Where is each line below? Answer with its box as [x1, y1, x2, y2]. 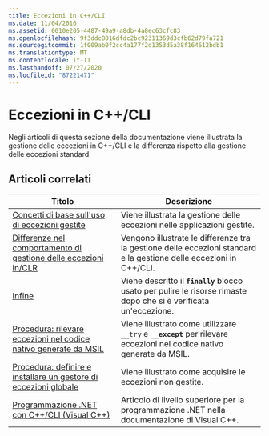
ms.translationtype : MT [8, 49, 88, 57]
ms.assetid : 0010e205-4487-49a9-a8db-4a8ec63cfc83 [8, 26, 181, 34]
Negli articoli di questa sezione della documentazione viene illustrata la [8, 132, 243, 142]
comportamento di [12, 242, 82, 254]
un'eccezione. [120, 306, 175, 317]
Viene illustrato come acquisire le [120, 366, 246, 378]
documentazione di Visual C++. [120, 414, 239, 426]
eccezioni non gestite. [120, 377, 204, 388]
